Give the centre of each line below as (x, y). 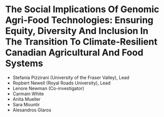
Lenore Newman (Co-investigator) (48, 88)
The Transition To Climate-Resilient (81, 42)
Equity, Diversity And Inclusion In (77, 31)
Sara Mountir (26, 104)
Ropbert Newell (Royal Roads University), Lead (61, 83)
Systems (24, 63)
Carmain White (28, 94)
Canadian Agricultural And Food (74, 53)
